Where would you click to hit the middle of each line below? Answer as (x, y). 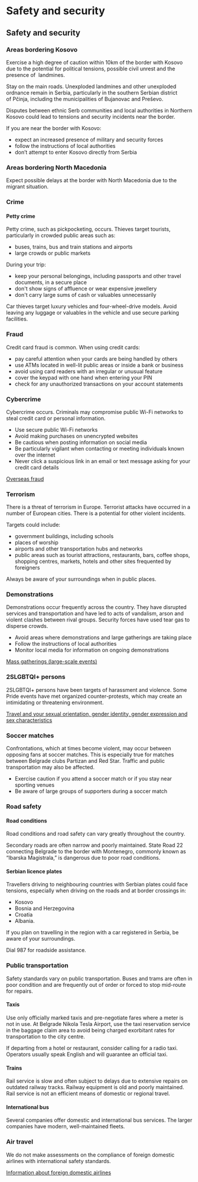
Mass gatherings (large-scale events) (52, 662)
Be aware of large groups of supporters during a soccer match (91, 791)
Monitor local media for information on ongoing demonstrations (92, 650)
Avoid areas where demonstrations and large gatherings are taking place (103, 637)
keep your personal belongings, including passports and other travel (98, 276)
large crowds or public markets (52, 253)
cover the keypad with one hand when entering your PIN (83, 377)
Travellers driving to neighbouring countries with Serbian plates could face (97, 885)
